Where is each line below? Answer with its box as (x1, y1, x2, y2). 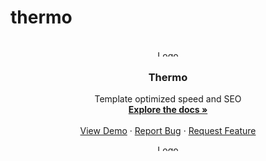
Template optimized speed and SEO (94, 93, 242, 105)
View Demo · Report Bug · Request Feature (79, 125, 257, 137)
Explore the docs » (128, 104, 208, 116)
